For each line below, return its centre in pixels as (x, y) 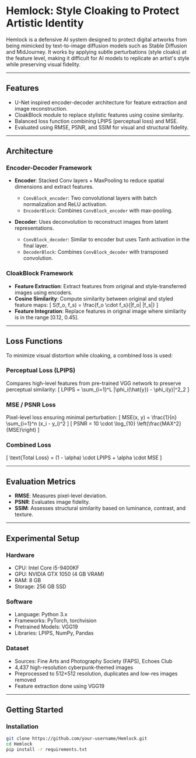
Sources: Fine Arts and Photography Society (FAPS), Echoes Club (93, 661)
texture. (24, 514)
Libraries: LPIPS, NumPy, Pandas (54, 633)
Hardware (20, 555)
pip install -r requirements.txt (47, 749)
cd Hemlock (19, 744)
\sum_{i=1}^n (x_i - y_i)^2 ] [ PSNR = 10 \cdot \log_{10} (71, 424)
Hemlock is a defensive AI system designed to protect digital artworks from (97, 39)
